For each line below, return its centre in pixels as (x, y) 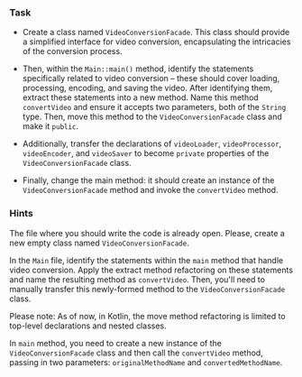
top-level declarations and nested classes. (88, 326)
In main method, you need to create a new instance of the (116, 343)
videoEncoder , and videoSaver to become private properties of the (146, 153)
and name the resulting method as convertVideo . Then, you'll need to (137, 279)
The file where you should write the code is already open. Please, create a (147, 233)
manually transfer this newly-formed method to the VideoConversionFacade (147, 289)
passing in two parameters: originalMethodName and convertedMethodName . (146, 362)
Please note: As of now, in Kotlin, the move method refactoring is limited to (147, 316)
